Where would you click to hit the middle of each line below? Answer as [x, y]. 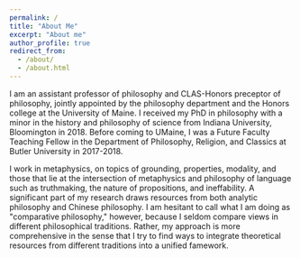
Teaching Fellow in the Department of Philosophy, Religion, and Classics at [148, 142]
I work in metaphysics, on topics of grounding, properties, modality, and [143, 169]
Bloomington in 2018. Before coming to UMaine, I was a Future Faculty [140, 132]
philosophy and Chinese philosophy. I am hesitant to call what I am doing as [150, 207]
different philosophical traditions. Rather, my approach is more [125, 226]
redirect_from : [38, 51]
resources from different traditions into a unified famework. [119, 245]
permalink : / [34, 18]
